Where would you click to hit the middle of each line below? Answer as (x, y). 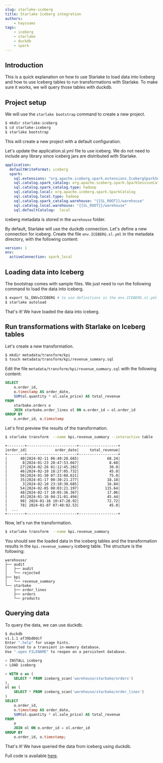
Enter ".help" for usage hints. (38, 643)
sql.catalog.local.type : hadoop (46, 197)
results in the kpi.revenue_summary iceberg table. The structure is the (73, 546)
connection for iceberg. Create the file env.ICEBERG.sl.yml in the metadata (80, 234)
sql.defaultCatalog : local (42, 210)
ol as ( (13, 687)
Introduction (24, 65)
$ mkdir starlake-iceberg (31, 123)
